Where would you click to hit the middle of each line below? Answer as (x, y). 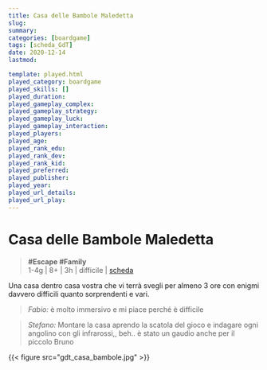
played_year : (30, 185)
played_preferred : (39, 171)
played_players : (35, 134)
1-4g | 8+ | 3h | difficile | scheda (80, 270)
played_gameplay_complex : (51, 104)
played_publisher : (39, 178)
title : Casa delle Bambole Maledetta (71, 16)
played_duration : (37, 96)
